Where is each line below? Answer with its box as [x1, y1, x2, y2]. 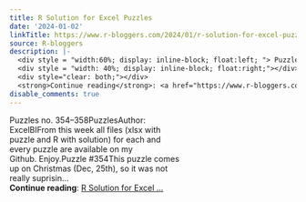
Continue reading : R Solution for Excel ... [9, 182, 164, 193]
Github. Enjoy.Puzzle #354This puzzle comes [9, 153, 180, 164]
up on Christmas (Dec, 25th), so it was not [9, 163, 168, 174]
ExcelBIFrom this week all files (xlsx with [9, 124, 161, 135]
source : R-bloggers [9, 38, 84, 48]
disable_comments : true [9, 89, 100, 98]
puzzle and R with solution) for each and [9, 134, 161, 145]
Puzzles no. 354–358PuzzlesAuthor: [9, 115, 146, 126]
